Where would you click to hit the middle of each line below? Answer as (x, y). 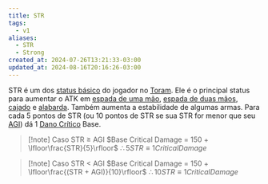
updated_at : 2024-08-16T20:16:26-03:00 (75, 68)
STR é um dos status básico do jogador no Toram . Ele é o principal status (129, 90)
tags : (17, 23)
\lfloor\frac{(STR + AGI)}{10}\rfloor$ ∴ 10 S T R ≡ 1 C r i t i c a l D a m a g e (133, 171)
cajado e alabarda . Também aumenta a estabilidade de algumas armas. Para (134, 107)
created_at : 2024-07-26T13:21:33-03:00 (75, 61)
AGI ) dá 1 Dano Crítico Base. (55, 123)
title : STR (26, 16)
